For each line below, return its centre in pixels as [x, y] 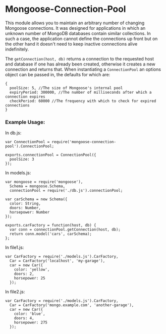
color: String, [25, 204]
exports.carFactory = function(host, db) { [51, 225]
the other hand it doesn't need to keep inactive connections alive [71, 44]
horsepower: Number [30, 212]
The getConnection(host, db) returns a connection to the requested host [80, 58]
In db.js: [13, 133]
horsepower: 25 [30, 278]
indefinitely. [17, 49]
